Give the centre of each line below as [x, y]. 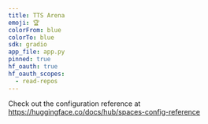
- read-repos [37, 81]
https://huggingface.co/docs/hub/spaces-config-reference [104, 111]
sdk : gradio [28, 45]
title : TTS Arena [37, 15]
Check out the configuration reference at [74, 104]
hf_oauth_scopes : [37, 74]
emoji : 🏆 [24, 23]
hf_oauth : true [33, 67]
